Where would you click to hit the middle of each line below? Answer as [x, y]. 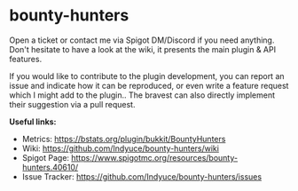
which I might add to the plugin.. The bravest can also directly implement [142, 95]
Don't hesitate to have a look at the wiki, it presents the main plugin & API [143, 49]
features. [26, 59]
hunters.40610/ [50, 167]
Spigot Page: [45, 157]
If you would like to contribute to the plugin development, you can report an [147, 76]
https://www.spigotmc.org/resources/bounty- [154, 157]
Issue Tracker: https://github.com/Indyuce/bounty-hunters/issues [142, 176]
